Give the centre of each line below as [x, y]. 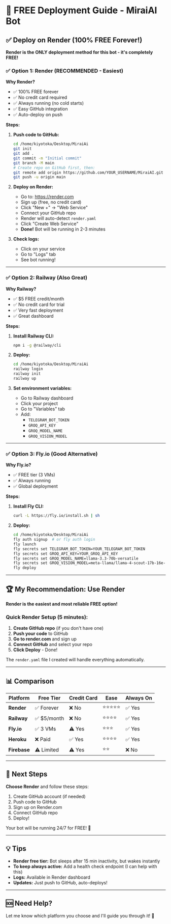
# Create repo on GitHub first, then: [54, 167]
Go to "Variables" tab [43, 409]
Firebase [19, 749]
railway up [25, 379]
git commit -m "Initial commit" [47, 158]
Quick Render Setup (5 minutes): [47, 617]
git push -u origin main [39, 177]
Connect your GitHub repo [48, 213]
